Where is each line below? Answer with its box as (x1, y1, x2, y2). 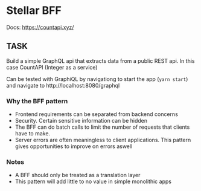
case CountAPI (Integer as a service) (6, 63, 98, 71)
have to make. (14, 130, 50, 137)
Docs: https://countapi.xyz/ (6, 24, 74, 31)
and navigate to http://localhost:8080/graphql (6, 82, 120, 89)
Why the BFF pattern (6, 97, 68, 105)
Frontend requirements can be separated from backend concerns (14, 111, 178, 118)
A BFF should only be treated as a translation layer (14, 172, 141, 179)
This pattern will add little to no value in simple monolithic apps (14, 178, 172, 185)
